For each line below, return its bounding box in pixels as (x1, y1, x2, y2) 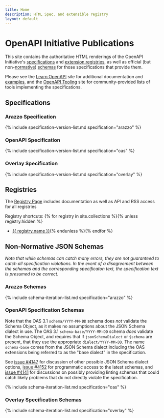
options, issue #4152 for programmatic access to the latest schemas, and (5, 364, 153, 370)
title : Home (5, 7, 29, 12)
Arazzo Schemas (5, 283, 47, 290)
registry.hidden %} (5, 218, 43, 224)
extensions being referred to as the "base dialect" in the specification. (5, 349, 146, 355)
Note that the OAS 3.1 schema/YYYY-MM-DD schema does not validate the (5, 318, 147, 324)
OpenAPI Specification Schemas (5, 307, 84, 314)
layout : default (5, 16, 38, 21)
